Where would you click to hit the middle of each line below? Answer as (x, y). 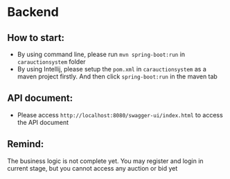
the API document (43, 122)
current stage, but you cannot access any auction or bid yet (92, 168)
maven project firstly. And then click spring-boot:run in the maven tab (117, 76)
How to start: (36, 38)
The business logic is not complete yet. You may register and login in (105, 161)
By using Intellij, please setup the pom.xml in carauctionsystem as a (112, 69)
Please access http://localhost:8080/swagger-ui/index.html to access (120, 114)
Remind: (26, 144)
